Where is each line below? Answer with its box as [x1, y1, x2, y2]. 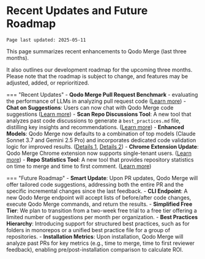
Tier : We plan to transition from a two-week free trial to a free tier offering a [6, 206, 197, 214]
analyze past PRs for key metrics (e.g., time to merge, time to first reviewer [6, 239, 195, 247]
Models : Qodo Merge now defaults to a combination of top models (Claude [6, 130, 196, 137]
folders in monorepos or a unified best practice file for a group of [6, 226, 170, 233]
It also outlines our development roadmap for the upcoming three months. [6, 66, 193, 73]
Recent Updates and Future [6, 4, 148, 18]
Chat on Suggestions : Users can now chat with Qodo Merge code [6, 103, 174, 111]
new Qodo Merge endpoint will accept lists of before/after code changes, [6, 193, 192, 201]
